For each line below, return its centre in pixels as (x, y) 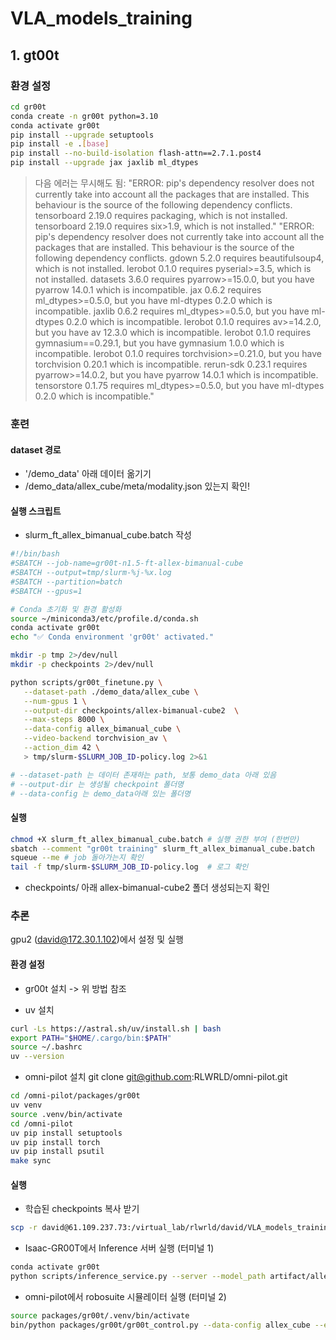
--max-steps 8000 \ (64, 720)
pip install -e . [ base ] (60, 144)
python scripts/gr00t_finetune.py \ (86, 682)
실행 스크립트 (36, 511)
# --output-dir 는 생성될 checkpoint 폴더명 (97, 784)
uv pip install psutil (57, 1152)
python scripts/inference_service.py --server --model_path (138, 1277)
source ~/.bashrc (46, 1047)
